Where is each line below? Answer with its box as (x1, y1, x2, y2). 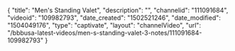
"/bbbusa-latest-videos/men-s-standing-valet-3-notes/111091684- (7, 28, 202, 37)
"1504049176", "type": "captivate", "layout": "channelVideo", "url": (7, 21, 201, 29)
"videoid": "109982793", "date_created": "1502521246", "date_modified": (7, 13, 222, 22)
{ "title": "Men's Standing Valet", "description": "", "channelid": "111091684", (7, 6, 229, 14)
